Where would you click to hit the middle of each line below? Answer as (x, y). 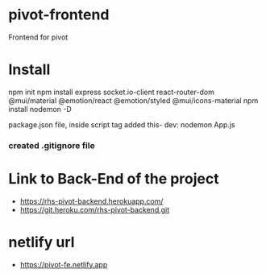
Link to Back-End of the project (114, 178)
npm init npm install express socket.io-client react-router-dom (112, 92)
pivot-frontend (59, 15)
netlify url (42, 242)
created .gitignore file (52, 145)
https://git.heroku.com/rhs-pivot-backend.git (95, 209)
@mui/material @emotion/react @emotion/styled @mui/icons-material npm (133, 100)
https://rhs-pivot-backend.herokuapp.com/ (91, 201)
